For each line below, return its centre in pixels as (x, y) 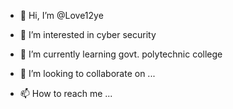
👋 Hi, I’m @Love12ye (61, 15)
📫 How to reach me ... (66, 93)
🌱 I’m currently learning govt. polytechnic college (121, 54)
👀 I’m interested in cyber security (88, 34)
